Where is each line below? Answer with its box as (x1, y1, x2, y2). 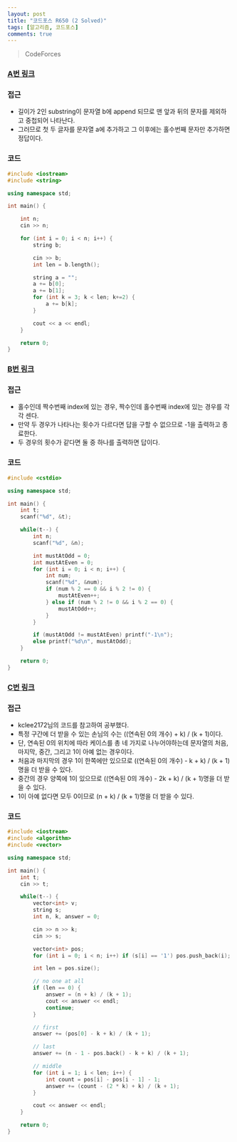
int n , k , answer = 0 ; (33, 913, 100, 920)
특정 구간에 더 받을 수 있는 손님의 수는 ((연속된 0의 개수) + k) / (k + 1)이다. (17, 730, 223, 738)
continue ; (45, 1004, 75, 1012)
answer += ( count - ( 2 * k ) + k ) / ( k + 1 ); (45, 1082, 180, 1090)
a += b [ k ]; (45, 301, 78, 308)
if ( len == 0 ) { (33, 985, 81, 992)
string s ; (33, 906, 62, 914)
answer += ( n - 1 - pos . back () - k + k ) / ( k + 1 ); (33, 1050, 190, 1057)
